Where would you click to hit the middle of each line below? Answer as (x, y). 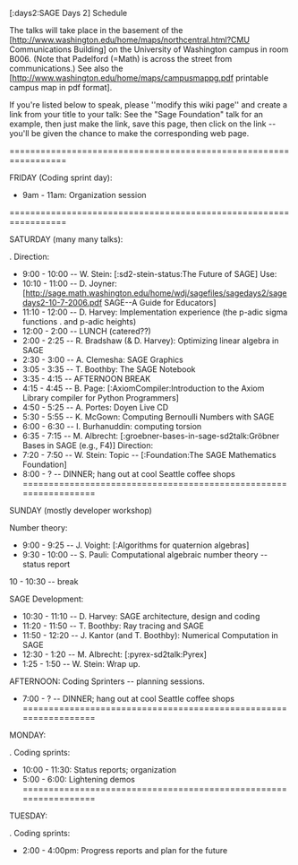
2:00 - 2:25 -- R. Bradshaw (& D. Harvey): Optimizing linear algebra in (150, 341)
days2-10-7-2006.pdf (62, 303)
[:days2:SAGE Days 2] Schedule (68, 13)
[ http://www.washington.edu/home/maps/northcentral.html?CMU (130, 40)
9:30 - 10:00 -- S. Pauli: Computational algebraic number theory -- (145, 554)
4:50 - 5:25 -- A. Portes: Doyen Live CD (95, 407)
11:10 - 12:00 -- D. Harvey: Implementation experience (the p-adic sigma (155, 312)
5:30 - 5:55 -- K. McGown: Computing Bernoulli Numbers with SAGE (148, 417)
